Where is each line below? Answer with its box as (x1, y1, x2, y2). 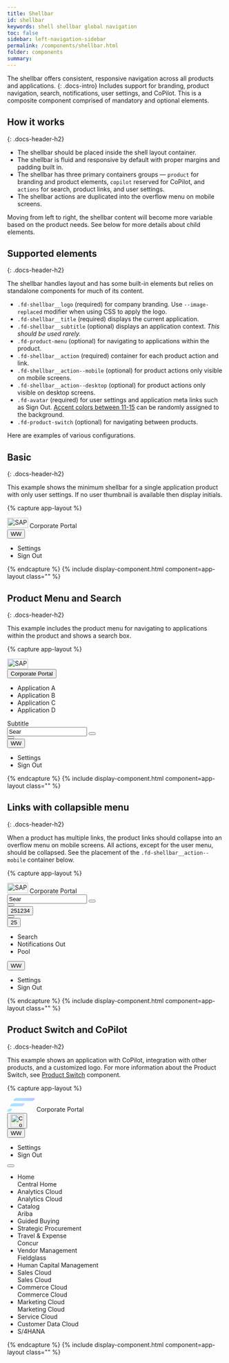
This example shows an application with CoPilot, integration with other (7, 1056, 207, 1064)
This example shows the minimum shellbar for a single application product (7, 483, 219, 491)
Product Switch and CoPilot (7, 1024, 128, 1036)
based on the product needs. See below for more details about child (7, 220, 201, 228)
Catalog (17, 1202, 40, 1210)
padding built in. (17, 163, 63, 171)
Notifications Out (17, 939, 66, 948)
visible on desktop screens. (17, 388, 96, 397)
